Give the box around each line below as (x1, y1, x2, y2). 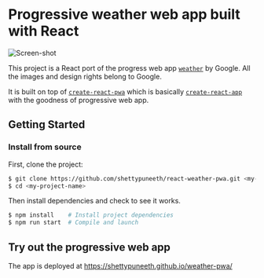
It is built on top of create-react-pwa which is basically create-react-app (8, 86, 243, 96)
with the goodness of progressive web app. (8, 95, 149, 104)
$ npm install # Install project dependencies (8, 211, 174, 219)
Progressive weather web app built (8, 5, 241, 24)
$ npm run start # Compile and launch (8, 218, 139, 227)
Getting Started (8, 118, 86, 131)
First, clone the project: (8, 159, 84, 169)
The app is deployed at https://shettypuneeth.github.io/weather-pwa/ (8, 261, 233, 270)
